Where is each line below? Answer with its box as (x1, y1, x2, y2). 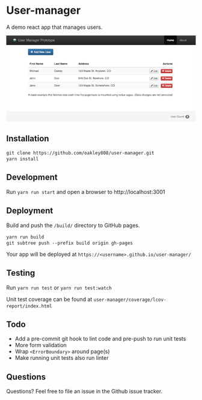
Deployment (6, 205, 54, 216)
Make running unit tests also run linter (14, 354, 109, 362)
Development (6, 172, 58, 183)
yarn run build (6, 234, 44, 240)
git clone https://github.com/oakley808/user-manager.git (6, 150, 155, 156)
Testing (6, 268, 35, 278)
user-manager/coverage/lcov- (93, 297, 167, 303)
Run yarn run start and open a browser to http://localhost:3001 (6, 188, 165, 195)
